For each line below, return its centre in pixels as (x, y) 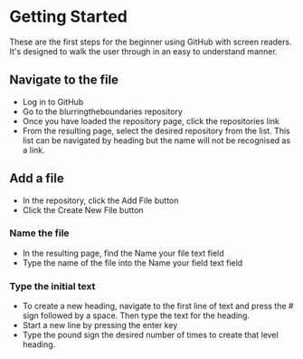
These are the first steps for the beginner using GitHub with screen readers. (151, 42)
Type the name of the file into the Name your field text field (133, 262)
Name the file (39, 233)
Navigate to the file (64, 80)
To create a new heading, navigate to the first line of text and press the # (158, 306)
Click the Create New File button (83, 209)
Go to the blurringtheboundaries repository (103, 112)
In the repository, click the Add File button (100, 200)
